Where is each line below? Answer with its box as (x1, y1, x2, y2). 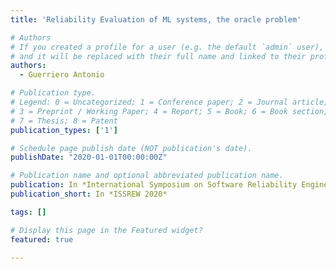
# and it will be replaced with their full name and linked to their (10, 51, 307, 61)
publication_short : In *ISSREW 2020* (10, 189, 168, 199)
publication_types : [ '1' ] (10, 125, 118, 135)
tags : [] (10, 207, 47, 217)
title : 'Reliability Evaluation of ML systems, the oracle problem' (10, 14, 302, 25)
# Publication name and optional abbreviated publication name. (10, 171, 284, 181)
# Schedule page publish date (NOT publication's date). (10, 143, 253, 153)
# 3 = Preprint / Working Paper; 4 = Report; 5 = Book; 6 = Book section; (10, 106, 329, 116)
